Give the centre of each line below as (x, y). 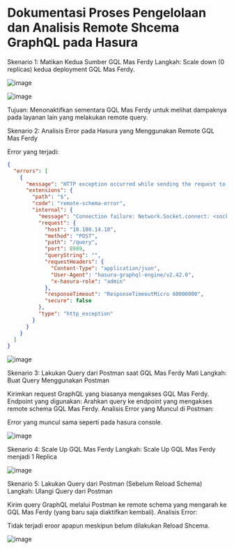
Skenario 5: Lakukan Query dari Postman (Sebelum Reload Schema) (105, 484)
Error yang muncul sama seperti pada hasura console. (85, 422)
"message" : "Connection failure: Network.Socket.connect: (124, 216)
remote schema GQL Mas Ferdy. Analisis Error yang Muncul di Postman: (110, 409)
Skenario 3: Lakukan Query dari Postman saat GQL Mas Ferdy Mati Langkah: (117, 373)
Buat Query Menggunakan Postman (58, 380)
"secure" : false (68, 301)
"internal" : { (53, 210)
